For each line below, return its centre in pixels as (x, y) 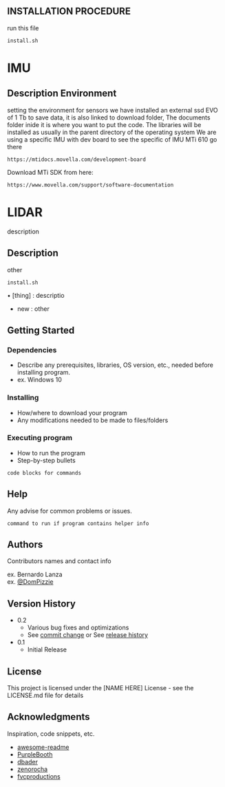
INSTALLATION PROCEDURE (69, 11)
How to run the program (51, 453)
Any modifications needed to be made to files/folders (93, 420)
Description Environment (62, 94)
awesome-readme (43, 747)
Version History (41, 604)
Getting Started (41, 330)
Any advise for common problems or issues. (70, 511)
